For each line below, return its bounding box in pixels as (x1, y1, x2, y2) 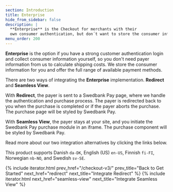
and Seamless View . (5, 82, 50, 88)
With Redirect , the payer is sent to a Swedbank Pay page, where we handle (5, 92, 166, 98)
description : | (5, 22, 38, 27)
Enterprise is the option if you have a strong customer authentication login (5, 50, 164, 57)
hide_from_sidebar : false (5, 17, 61, 22)
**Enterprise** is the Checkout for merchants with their (10, 27, 137, 32)
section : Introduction (5, 7, 54, 13)
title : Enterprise (5, 12, 45, 18)
